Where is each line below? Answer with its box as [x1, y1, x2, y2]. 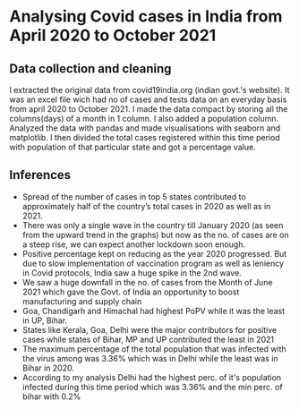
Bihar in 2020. [21, 362, 74, 373]
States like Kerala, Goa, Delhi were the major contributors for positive [21, 324, 278, 335]
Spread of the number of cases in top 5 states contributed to [21, 191, 246, 202]
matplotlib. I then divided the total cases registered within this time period [9, 132, 280, 142]
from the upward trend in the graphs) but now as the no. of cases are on [21, 229, 289, 240]
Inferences [9, 167, 72, 183]
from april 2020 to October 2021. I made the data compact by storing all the [9, 104, 288, 114]
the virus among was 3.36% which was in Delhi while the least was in [21, 353, 279, 363]
